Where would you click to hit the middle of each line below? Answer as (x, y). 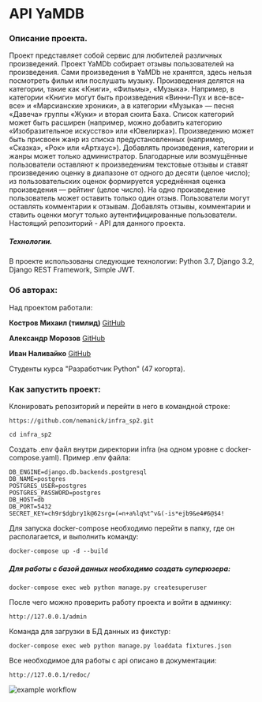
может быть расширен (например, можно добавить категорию (116, 122)
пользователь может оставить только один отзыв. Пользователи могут (129, 198)
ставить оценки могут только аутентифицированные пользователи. (123, 215)
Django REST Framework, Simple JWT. (72, 270)
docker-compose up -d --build (59, 551)
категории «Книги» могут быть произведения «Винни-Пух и (110, 98)
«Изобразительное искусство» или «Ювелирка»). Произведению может (132, 131)
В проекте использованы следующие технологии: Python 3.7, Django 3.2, (132, 261)
